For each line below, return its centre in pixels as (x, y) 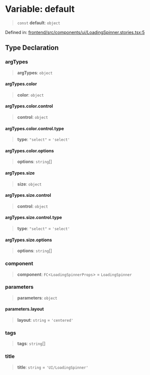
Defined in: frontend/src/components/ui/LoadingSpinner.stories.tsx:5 (75, 32)
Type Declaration (32, 48)
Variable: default (40, 9)
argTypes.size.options (29, 240)
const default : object (39, 23)
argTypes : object (35, 73)
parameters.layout (25, 309)
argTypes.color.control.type (35, 128)
